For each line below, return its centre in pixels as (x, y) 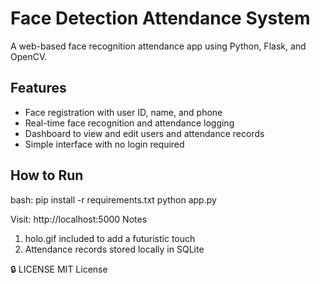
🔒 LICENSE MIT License (59, 269)
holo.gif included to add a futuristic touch (110, 238)
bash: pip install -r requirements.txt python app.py (113, 199)
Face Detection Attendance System (160, 18)
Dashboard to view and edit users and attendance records (144, 133)
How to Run (47, 175)
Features (38, 88)
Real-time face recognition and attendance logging (129, 123)
